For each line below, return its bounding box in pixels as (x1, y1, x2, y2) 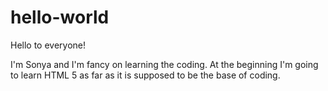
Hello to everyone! (10, 39, 87, 51)
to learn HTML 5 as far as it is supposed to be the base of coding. (10, 69, 281, 81)
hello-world (10, 6, 110, 29)
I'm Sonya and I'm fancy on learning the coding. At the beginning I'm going (10, 58, 319, 70)
